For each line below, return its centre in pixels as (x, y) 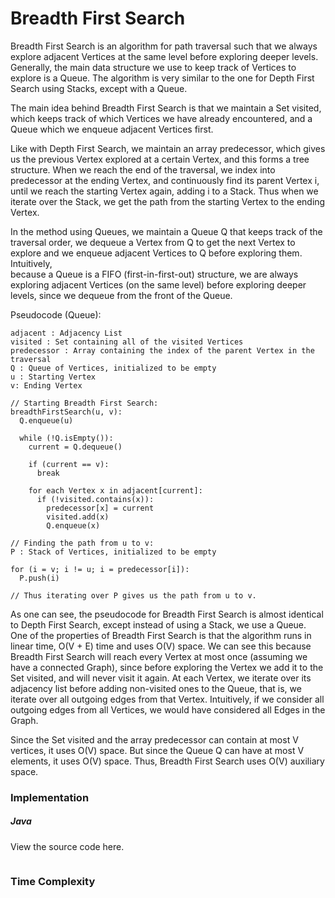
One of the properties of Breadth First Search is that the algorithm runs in (161, 635)
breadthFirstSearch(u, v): (66, 412)
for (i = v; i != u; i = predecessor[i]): (100, 569)
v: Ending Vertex (46, 385)
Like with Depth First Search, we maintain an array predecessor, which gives (168, 148)
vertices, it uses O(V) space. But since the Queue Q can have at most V (157, 750)
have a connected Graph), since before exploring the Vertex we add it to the (167, 667)
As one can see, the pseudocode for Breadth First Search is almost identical (167, 614)
